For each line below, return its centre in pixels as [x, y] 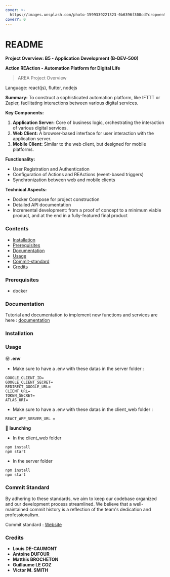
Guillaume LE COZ [32, 565]
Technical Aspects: [26, 190]
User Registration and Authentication [51, 169]
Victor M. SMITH [30, 570]
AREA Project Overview [42, 78]
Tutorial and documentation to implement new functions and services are [81, 315]
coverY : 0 [16, 19]
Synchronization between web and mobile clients [64, 180]
